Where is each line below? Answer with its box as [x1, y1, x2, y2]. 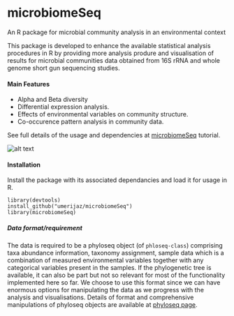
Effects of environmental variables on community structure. [17, 110, 189, 119]
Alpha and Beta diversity [17, 96, 89, 104]
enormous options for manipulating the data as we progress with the [7, 286, 205, 294]
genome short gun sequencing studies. [7, 63, 120, 72]
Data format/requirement [7, 223, 82, 232]
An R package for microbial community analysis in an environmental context [7, 28, 226, 36]
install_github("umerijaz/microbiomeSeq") [7, 203, 133, 210]
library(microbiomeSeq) [7, 209, 77, 216]
